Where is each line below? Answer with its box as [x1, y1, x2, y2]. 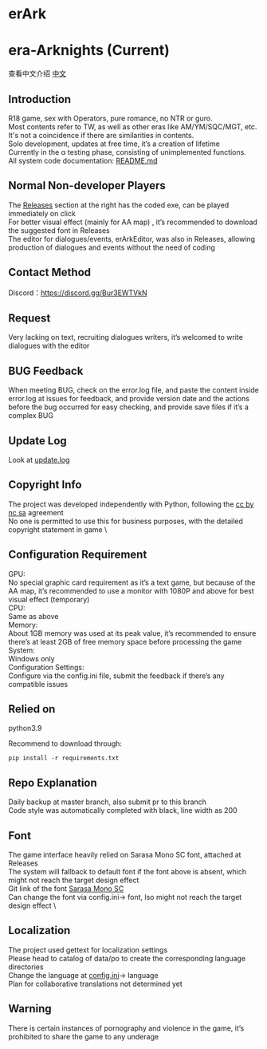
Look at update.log [8, 455, 70, 464]
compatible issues [8, 679, 69, 688]
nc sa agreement [8, 507, 64, 517]
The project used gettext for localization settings [8, 944, 168, 954]
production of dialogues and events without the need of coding [8, 243, 215, 252]
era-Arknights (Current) [8, 41, 170, 60]
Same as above [8, 611, 59, 621]
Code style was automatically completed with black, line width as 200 [8, 806, 238, 815]
